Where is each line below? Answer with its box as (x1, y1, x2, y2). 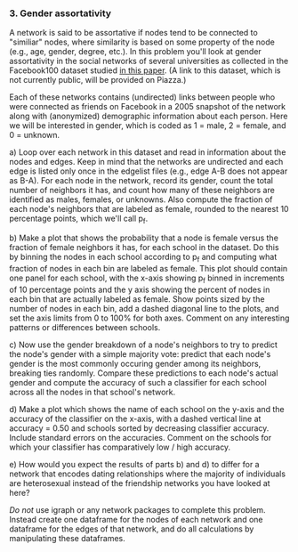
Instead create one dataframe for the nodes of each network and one (9, 514, 264, 524)
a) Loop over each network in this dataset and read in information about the (9, 147, 286, 158)
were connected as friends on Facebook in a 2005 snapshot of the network (9, 101, 286, 112)
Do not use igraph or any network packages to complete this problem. (9, 504, 266, 515)
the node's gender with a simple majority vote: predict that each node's (9, 348, 271, 359)
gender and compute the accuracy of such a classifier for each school (9, 377, 267, 387)
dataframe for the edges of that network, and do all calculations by (9, 524, 254, 534)
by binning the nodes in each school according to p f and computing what (9, 252, 278, 264)
